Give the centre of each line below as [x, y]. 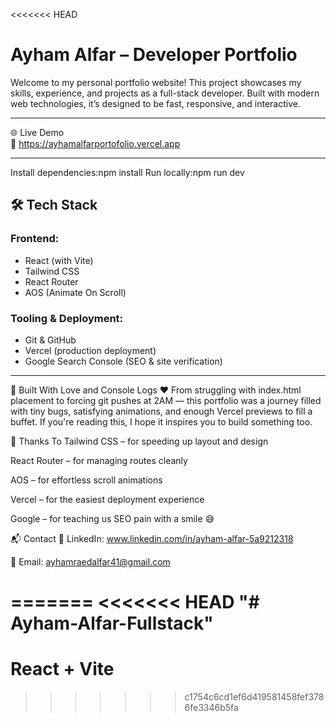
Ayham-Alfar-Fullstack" [112, 623]
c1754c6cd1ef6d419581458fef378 [254, 697]
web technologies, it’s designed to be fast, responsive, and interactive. [155, 103]
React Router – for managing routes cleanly [99, 460]
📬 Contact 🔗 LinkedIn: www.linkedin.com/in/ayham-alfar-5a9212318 [152, 538]
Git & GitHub [50, 340]
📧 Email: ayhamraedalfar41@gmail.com [90, 561]
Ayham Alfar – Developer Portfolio [154, 55]
